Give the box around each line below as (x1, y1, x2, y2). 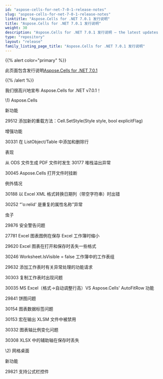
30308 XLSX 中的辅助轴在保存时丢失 (5, 337, 80, 343)
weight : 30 (5, 26, 27, 30)
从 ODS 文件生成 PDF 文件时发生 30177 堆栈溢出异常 (5, 159, 111, 165)
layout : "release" (5, 39, 43, 44)
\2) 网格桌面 (5, 348, 29, 353)
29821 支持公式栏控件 (5, 368, 49, 374)
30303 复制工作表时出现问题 (5, 274, 63, 280)
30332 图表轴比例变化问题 (5, 326, 59, 332)
